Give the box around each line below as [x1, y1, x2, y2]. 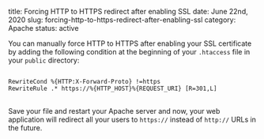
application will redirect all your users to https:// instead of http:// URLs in [8, 115, 257, 124]
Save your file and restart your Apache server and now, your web [8, 107, 221, 115]
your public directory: [8, 55, 80, 65]
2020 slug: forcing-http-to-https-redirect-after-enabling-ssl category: [8, 15, 236, 24]
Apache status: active [8, 24, 79, 32]
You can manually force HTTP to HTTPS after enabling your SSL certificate [8, 39, 252, 48]
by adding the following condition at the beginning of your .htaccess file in [8, 47, 251, 56]
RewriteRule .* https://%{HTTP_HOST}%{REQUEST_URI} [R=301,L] [8, 85, 217, 92]
